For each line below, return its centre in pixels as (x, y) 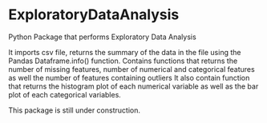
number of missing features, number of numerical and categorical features (131, 69)
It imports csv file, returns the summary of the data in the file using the (125, 52)
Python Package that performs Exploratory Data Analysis (102, 37)
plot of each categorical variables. (65, 94)
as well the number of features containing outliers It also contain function (129, 77)
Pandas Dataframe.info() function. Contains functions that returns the (123, 61)
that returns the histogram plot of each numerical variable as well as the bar (133, 86)
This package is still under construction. (74, 110)
